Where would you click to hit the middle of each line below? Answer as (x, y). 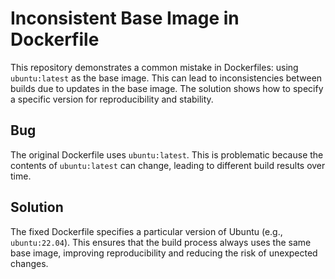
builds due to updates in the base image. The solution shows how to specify (167, 88)
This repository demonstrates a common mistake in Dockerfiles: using (154, 67)
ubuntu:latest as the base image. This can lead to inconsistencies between (166, 78)
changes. (29, 263)
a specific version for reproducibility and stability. (112, 99)
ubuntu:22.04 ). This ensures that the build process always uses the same (161, 242)
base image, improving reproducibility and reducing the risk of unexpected (164, 253)
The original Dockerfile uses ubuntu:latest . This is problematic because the (167, 154)
